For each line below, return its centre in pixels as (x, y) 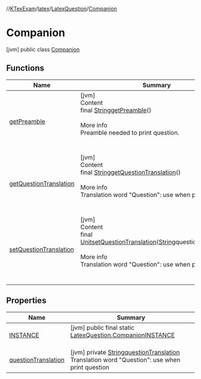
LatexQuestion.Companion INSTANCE (123, 335)
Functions (25, 68)
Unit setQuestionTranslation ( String (128, 242)
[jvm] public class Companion (43, 49)
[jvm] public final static (102, 328)
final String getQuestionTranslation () (131, 172)
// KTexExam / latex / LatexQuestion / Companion (62, 9)
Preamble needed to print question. (130, 132)
